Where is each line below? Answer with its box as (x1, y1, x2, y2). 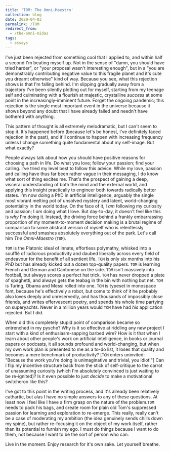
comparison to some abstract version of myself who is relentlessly (5, 224, 144, 230)
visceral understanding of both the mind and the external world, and (5, 181, 148, 187)
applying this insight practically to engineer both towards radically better (5, 187, 156, 193)
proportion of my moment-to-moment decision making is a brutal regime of (5, 219, 162, 225)
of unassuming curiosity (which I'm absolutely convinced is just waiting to (5, 367, 159, 374)
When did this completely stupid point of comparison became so (5, 319, 140, 325)
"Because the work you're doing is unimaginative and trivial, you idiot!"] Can (5, 357, 164, 363)
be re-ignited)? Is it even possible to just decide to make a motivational (5, 373, 153, 379)
